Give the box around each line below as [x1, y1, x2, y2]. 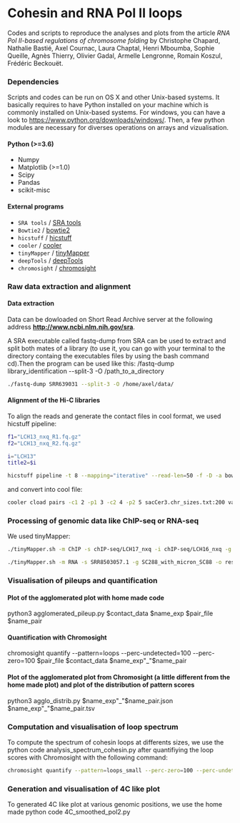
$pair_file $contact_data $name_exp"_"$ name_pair [36, 657, 187, 665]
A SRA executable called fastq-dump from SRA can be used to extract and [7, 336, 226, 345]
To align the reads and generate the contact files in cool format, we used [7, 412, 221, 420]
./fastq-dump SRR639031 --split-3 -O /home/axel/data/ [7, 380, 174, 388]
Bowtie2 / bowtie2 [17, 226, 70, 234]
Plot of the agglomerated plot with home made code [7, 593, 164, 602]
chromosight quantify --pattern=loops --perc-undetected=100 [7, 649, 191, 657]
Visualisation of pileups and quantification [7, 576, 158, 586]
